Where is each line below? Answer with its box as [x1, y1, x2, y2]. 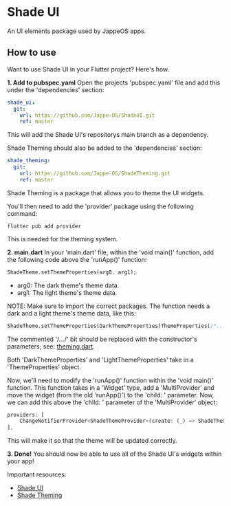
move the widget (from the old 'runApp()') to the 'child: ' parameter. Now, [7, 390, 214, 399]
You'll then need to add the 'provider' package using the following [7, 202, 194, 210]
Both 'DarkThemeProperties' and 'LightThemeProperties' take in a [7, 355, 194, 364]
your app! [7, 457, 34, 465]
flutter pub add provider [7, 223, 81, 230]
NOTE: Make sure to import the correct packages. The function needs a [7, 302, 210, 310]
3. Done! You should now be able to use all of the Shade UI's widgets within [7, 450, 222, 458]
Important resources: [7, 470, 67, 478]
